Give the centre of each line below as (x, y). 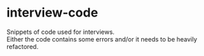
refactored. (23, 46)
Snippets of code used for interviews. (60, 32)
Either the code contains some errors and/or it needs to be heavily (102, 39)
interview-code (52, 13)
